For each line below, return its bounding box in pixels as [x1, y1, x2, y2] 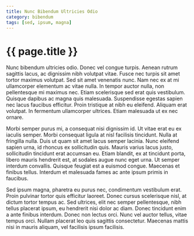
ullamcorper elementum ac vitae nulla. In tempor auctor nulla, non [6, 83, 165, 90]
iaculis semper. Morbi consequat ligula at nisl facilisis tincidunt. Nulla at [6, 131, 178, 138]
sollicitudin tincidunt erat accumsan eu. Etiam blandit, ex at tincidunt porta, [6, 150, 186, 157]
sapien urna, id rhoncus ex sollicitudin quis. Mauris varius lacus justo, [6, 144, 174, 151]
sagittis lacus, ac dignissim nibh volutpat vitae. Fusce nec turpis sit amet [6, 70, 180, 77]
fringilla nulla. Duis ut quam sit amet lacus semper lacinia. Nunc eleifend [6, 138, 179, 145]
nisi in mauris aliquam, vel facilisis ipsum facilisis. [6, 224, 124, 231]
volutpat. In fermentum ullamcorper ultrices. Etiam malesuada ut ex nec [6, 108, 178, 115]
